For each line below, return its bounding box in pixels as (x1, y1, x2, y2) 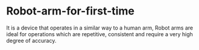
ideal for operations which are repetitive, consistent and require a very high (6, 30, 193, 37)
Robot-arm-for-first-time (6, 4, 134, 18)
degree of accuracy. (6, 37, 57, 44)
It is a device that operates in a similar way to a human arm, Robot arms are (6, 24, 194, 31)
